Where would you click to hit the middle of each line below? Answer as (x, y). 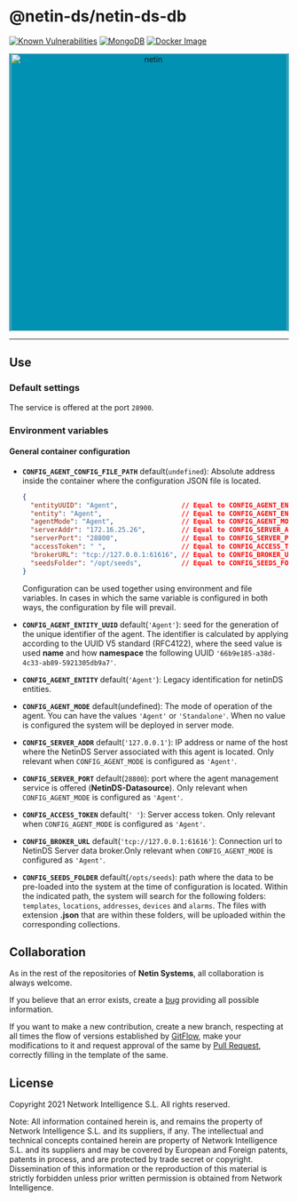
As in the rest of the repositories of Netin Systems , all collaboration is (137, 974)
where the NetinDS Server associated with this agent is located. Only (148, 752)
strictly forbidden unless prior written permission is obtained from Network (146, 1178)
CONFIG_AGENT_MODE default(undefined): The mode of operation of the (147, 706)
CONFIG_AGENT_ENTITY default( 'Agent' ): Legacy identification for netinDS (153, 679)
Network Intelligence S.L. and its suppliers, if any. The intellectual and (137, 1131)
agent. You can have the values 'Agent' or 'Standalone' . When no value (153, 715)
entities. (36, 689)
